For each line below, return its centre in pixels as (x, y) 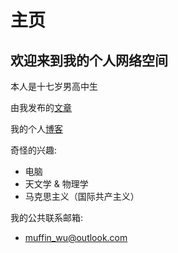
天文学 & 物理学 (56, 184)
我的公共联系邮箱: (47, 217)
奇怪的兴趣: (34, 150)
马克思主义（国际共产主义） (82, 196)
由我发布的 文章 (41, 107)
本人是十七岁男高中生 (54, 86)
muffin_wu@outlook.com (76, 237)
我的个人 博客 (36, 129)
